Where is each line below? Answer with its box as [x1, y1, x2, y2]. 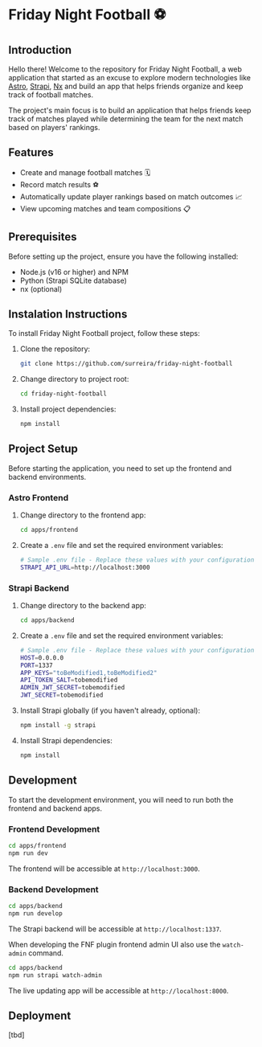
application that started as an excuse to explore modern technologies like [8, 73, 252, 82]
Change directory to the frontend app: [19, 510, 146, 520]
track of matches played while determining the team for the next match [8, 114, 244, 124]
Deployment [8, 1008, 72, 1022]
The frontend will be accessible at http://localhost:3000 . [8, 864, 200, 873]
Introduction [8, 43, 72, 56]
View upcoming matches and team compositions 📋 [19, 203, 191, 213]
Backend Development [8, 884, 99, 895]
